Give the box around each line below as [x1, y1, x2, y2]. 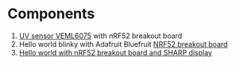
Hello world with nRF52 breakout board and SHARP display [18, 48, 212, 57]
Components [7, 5, 95, 23]
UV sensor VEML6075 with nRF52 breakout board [18, 31, 183, 40]
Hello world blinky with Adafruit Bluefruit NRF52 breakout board [18, 39, 228, 48]
